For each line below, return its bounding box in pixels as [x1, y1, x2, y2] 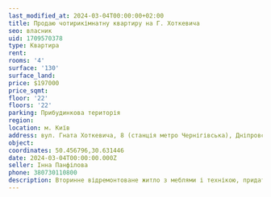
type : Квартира [8, 42, 60, 50]
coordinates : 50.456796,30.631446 [8, 146, 125, 154]
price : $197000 [8, 79, 60, 87]
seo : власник [8, 27, 52, 35]
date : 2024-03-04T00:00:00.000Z [8, 154, 117, 162]
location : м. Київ [8, 124, 70, 132]
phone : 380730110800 [8, 169, 78, 177]
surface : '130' [8, 64, 60, 72]
